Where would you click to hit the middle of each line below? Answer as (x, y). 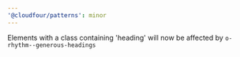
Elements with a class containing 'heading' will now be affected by (116, 37)
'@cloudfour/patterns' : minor (57, 15)
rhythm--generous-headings (52, 45)
